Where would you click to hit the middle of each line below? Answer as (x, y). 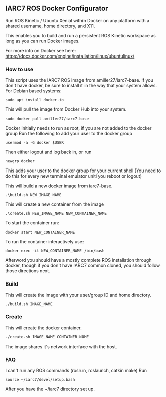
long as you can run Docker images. (43, 41)
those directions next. (28, 271)
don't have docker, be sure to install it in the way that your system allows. (81, 86)
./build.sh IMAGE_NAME (29, 304)
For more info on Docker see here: (41, 50)
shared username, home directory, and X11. (50, 26)
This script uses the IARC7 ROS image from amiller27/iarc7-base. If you (79, 80)
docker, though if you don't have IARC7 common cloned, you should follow (83, 266)
